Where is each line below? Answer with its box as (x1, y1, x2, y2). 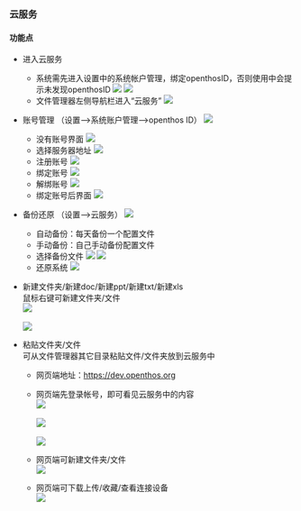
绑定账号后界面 (35, 190, 92, 201)
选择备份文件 (35, 251, 84, 262)
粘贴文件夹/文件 (22, 340, 81, 351)
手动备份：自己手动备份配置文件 (35, 240, 155, 251)
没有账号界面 (35, 133, 84, 145)
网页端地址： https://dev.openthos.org (35, 370, 176, 380)
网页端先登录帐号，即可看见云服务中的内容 (35, 389, 195, 400)
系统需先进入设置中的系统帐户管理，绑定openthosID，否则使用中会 (35, 73, 285, 84)
